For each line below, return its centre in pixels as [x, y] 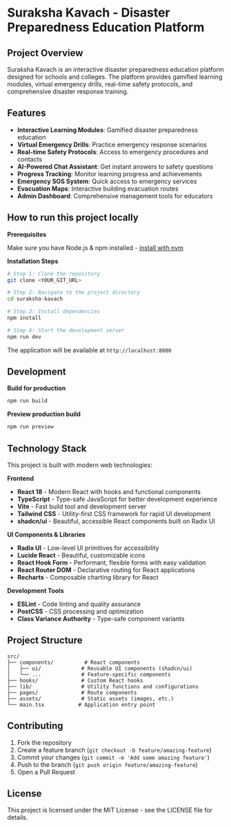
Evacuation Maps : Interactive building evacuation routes [98, 189]
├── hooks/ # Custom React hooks [75, 681]
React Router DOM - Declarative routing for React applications [106, 570]
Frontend [21, 478]
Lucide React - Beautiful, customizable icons [81, 555]
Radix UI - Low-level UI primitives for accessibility [88, 548]
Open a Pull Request [46, 772]
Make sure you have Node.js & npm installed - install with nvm [96, 247]
